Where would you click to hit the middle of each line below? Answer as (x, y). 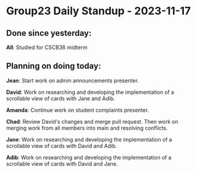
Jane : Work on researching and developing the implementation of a (89, 139)
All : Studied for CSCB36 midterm (47, 47)
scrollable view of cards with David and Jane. (62, 164)
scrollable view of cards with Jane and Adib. (61, 98)
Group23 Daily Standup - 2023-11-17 (98, 11)
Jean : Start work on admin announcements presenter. (73, 80)
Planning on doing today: (54, 66)
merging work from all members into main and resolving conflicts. (87, 128)
